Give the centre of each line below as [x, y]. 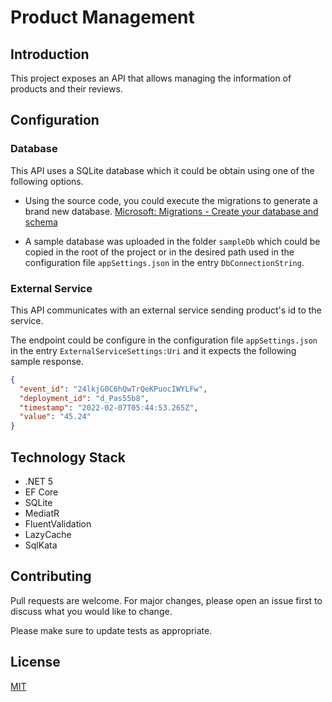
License [35, 662]
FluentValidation [58, 524]
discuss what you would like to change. [91, 611]
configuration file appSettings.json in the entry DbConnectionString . [164, 262]
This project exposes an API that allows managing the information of [151, 78]
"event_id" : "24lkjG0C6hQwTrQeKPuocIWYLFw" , [113, 389]
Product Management [102, 17]
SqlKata [41, 545]
